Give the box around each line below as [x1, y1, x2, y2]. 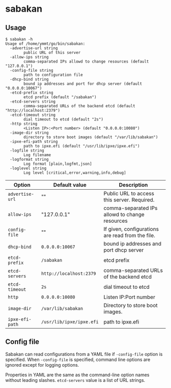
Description [119, 182, 148, 188]
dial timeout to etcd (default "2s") [23, 117, 103, 122]
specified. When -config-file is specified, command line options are [5, 356, 151, 363]
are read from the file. [103, 232, 155, 239]
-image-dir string [10, 130, 49, 135]
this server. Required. [103, 196, 155, 203]
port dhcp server [103, 247, 144, 253]
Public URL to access [103, 190, 154, 197]
